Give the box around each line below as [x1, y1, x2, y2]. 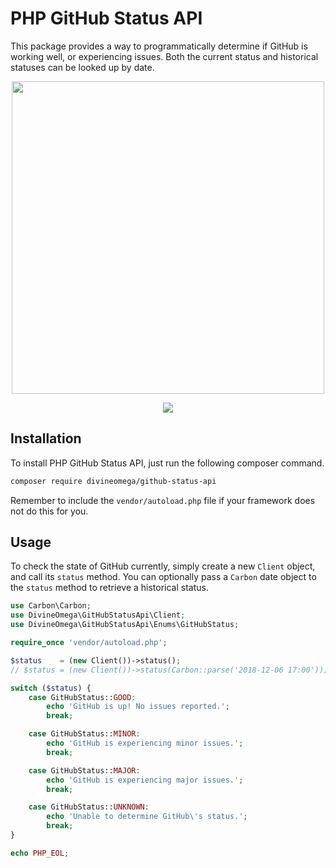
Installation [10, 430, 82, 447]
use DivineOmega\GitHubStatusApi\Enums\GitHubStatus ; [10, 620, 240, 630]
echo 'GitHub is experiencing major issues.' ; [46, 775, 244, 785]
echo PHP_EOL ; [10, 848, 70, 858]
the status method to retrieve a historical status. [10, 582, 209, 594]
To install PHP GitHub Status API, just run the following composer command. [10, 457, 325, 469]
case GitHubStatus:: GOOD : [28, 692, 137, 702]
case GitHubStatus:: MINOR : [28, 729, 141, 739]
